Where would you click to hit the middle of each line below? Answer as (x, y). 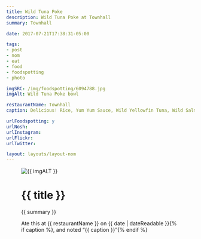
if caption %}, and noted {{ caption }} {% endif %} (84, 230)
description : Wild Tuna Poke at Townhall (59, 17)
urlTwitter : (21, 143)
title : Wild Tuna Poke (34, 12)
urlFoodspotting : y (31, 121)
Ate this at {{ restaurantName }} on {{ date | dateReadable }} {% (99, 223)
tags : (13, 45)
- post (14, 50)
